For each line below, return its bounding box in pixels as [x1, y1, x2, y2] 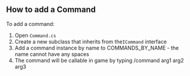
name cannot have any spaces [14, 50, 90, 58]
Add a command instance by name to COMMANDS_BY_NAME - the [14, 44, 179, 51]
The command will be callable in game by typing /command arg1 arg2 [14, 57, 184, 64]
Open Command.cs [14, 32, 57, 39]
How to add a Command [6, 5, 96, 15]
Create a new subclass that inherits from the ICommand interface [14, 38, 167, 45]
